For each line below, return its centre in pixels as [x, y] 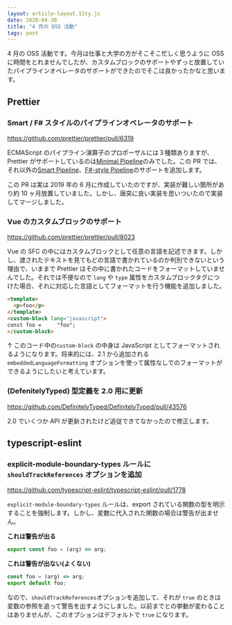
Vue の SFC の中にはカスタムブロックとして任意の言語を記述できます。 [109, 252]
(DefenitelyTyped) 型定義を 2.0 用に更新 [75, 391]
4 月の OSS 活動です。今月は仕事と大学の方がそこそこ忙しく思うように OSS [116, 53]
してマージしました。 [37, 202]
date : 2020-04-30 [32, 20]
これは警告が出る [32, 536]
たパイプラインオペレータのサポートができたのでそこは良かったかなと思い [113, 71]
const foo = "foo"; [42, 325]
